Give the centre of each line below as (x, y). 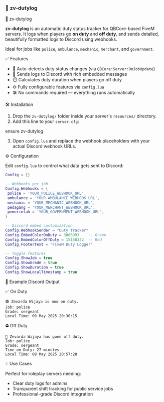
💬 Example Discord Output (33, 282)
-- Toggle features (26, 253)
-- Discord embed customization (39, 226)
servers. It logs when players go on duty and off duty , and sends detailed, (82, 34)
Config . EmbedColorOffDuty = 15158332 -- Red (53, 240)
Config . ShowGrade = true (31, 263)
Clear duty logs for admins (40, 383)
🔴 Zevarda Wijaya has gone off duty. (45, 337)
